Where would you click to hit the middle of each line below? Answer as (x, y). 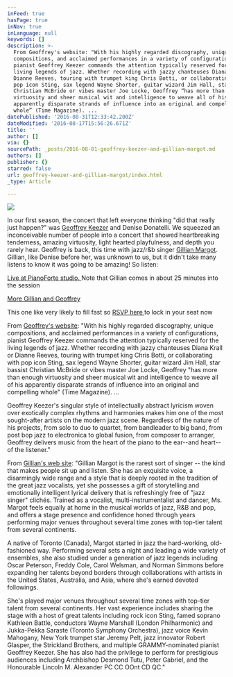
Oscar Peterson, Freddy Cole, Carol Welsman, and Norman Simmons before (115, 565)
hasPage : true (28, 20)
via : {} (18, 143)
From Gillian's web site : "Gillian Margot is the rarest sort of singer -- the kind (116, 463)
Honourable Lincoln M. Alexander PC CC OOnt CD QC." (86, 667)
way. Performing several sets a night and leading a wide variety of (131, 551)
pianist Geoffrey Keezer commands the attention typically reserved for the (113, 340)
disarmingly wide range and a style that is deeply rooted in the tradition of (113, 478)
